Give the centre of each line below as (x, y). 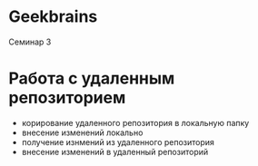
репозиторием (67, 98)
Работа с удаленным (92, 78)
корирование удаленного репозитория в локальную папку (135, 122)
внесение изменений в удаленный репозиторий (115, 151)
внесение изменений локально (82, 132)
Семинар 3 (30, 42)
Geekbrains (53, 17)
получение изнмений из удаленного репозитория (118, 142)
